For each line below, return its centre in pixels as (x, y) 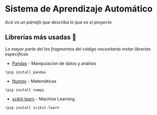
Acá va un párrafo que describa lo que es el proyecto (58, 22)
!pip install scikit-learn (32, 108)
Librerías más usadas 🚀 (41, 37)
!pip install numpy (25, 90)
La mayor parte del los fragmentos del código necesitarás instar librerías (78, 49)
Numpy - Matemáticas (34, 81)
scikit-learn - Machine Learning (43, 99)
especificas (17, 54)
